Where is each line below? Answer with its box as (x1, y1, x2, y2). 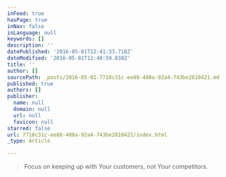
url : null (13, 112, 41, 119)
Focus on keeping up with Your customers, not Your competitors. (23, 163, 208, 171)
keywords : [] (7, 36, 45, 43)
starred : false (7, 125, 51, 132)
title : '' (7, 61, 36, 68)
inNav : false (7, 23, 45, 29)
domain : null (13, 106, 51, 113)
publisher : (7, 93, 38, 100)
